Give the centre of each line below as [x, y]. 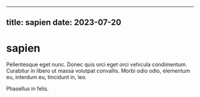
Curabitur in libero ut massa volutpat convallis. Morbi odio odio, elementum [98, 71]
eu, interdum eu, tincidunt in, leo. [47, 77]
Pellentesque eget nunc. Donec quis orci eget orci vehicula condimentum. [97, 65]
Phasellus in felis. [27, 89]
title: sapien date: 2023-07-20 [64, 22]
